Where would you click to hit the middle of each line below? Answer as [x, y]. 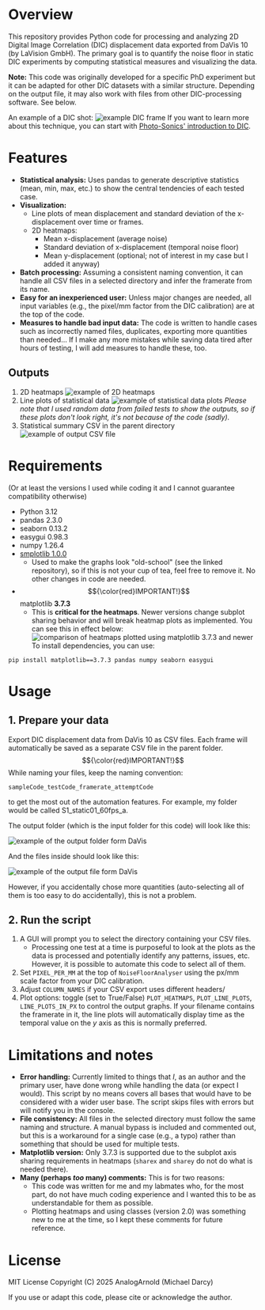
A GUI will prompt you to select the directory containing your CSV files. [135, 939]
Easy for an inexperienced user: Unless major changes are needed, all [135, 297]
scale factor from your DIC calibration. [82, 981]
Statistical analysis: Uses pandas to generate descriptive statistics [129, 180]
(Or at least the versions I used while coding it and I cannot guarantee [122, 487]
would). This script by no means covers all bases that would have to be [135, 1094]
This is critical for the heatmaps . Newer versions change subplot [138, 611]
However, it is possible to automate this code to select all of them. [139, 964]
